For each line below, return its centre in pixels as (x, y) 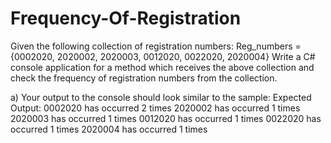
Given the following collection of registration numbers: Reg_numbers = (156, 46)
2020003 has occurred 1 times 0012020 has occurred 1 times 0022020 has (166, 118)
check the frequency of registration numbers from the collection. (144, 78)
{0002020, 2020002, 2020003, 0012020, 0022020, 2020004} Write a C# (163, 56)
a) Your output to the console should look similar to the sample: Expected (161, 97)
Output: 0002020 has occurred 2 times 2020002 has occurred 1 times (155, 108)
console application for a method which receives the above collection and (162, 67)
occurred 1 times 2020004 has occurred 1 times (109, 129)
